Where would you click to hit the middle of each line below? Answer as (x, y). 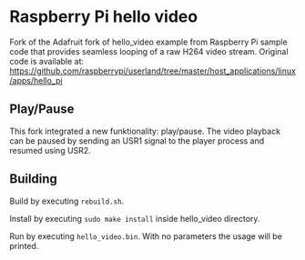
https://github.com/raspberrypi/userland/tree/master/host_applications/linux (152, 71)
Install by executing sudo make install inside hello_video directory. (135, 218)
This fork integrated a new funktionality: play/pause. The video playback (145, 131)
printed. (24, 245)
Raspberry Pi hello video (104, 17)
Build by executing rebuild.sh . (67, 201)
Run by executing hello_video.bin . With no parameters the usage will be (146, 236)
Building (33, 179)
